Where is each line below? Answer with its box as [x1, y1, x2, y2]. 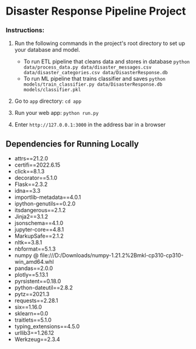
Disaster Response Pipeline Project [5, 4, 186, 18]
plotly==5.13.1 [14, 271, 49, 278]
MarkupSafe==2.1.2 [14, 232, 64, 240]
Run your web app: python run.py [14, 109, 99, 117]
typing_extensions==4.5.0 [14, 323, 80, 330]
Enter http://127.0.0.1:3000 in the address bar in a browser [14, 121, 166, 128]
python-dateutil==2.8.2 [14, 284, 73, 291]
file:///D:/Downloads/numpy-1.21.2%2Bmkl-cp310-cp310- [39, 252, 184, 259]
